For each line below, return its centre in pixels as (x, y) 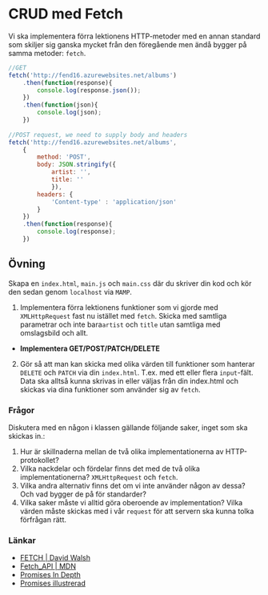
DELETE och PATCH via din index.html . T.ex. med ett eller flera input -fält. (136, 372)
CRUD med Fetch (66, 14)
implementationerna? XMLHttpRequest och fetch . (99, 477)
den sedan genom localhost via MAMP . (70, 291)
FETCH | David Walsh (55, 558)
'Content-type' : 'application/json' (114, 202)
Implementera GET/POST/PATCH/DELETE (90, 348)
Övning (27, 264)
